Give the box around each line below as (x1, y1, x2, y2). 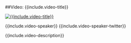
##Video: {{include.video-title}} (5, 4, 68, 10)
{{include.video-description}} (5, 33, 65, 38)
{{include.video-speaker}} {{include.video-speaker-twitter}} (5, 23, 126, 29)
